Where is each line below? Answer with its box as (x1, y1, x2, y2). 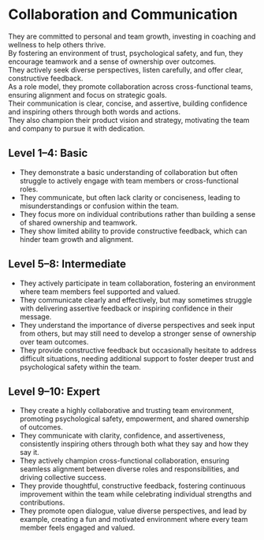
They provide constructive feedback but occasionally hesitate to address (19, 345, 257, 355)
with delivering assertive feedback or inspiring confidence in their (19, 304, 233, 313)
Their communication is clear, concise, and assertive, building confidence (8, 99, 248, 108)
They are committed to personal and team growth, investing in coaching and (8, 32, 256, 41)
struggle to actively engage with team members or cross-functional (19, 176, 239, 185)
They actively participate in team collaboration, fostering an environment (19, 278, 256, 288)
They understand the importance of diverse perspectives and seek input (19, 320, 255, 330)
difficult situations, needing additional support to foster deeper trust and (19, 353, 255, 363)
